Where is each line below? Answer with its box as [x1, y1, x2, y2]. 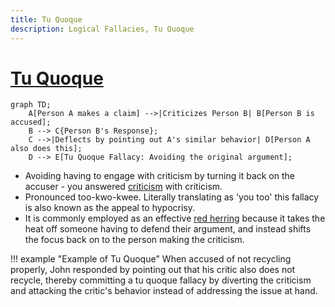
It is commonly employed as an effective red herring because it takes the [24, 212, 326, 225]
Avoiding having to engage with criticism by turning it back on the [24, 170, 295, 182]
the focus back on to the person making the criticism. [24, 234, 245, 246]
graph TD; [10, 100, 52, 110]
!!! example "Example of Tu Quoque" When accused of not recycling [10, 253, 292, 265]
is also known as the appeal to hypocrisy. [24, 202, 196, 214]
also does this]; [10, 144, 83, 154]
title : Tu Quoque [10, 14, 83, 25]
